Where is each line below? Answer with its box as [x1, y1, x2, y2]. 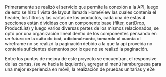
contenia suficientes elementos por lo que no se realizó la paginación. [5, 46, 149, 52]
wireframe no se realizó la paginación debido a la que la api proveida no [5, 41, 153, 46]
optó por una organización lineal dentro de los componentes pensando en [5, 31, 157, 36]
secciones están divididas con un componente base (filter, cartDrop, [5, 20, 146, 26]
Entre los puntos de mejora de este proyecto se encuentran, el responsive [5, 56, 157, 61]
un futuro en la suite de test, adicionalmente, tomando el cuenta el [5, 36, 141, 41]
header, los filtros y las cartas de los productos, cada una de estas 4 [5, 15, 146, 20]
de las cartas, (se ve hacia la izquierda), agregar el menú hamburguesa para [5, 61, 162, 67]
